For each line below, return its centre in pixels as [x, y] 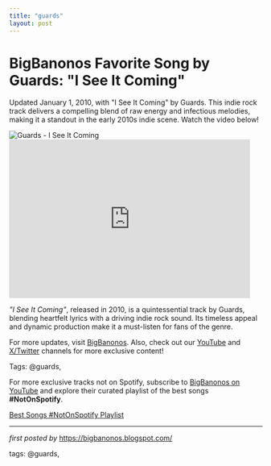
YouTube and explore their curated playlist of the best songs [109, 391]
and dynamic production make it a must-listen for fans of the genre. [121, 327]
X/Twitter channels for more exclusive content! [86, 351]
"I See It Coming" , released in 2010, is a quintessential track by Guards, [127, 310]
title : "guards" [36, 16]
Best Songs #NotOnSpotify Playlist [66, 415]
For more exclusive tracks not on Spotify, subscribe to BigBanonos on [125, 382]
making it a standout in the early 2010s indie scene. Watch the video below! [134, 120]
